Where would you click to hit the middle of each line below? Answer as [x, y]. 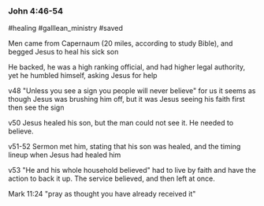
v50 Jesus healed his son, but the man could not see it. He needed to [121, 123]
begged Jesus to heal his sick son [63, 52]
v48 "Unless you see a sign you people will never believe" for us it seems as [132, 91]
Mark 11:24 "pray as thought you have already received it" [102, 194]
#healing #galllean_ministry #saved [66, 28]
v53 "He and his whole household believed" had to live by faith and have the [132, 170]
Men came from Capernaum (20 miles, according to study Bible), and [121, 43]
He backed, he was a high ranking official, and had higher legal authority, [127, 67]
